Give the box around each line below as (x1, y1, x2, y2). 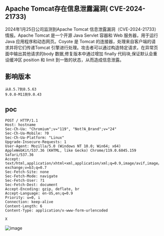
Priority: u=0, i (5, 195, 41, 200)
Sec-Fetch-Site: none (5, 169, 49, 175)
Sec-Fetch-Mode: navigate (5, 174, 58, 179)
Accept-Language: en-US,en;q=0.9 (5, 191, 73, 196)
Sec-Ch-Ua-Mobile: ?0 (5, 131, 49, 136)
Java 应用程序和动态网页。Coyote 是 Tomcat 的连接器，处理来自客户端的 (5, 38, 152, 44)
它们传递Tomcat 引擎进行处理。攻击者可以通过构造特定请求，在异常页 (18, 45, 159, 50)
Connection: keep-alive (5, 200, 54, 205)
